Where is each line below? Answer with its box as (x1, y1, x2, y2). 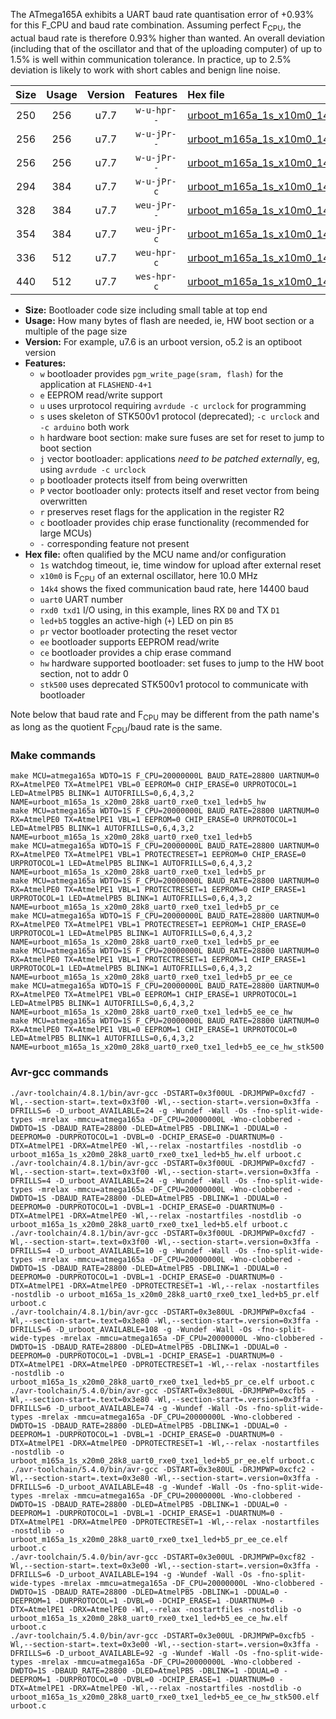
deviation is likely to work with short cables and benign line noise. (10, 64, 281, 76)
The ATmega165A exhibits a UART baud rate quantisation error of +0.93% (10, 9, 315, 20)
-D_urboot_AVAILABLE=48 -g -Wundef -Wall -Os (54, 1482, 248, 1492)
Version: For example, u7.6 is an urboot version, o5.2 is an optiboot (24, 335, 303, 348)
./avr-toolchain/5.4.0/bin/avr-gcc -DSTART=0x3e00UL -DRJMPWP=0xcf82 (10, 1552, 307, 1562)
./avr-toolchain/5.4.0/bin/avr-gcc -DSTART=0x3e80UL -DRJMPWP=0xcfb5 (10, 1385, 307, 1396)
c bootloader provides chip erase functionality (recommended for (39, 516, 310, 528)
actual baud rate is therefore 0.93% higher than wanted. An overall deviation (10, 32, 325, 44)
